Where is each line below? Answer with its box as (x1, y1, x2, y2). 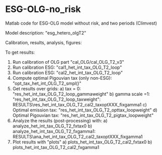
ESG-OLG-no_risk (5, 4, 82, 15)
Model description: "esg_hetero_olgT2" (5, 30, 87, 36)
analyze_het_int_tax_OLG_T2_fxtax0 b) (12, 123, 92, 129)
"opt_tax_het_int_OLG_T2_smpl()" (12, 80, 82, 86)
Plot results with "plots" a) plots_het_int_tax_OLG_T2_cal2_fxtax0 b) (12, 139, 152, 145)
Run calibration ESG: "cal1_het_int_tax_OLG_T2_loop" (12, 64, 122, 70)
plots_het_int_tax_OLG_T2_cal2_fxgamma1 (12, 144, 100, 150)
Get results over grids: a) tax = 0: (12, 85, 82, 91)
